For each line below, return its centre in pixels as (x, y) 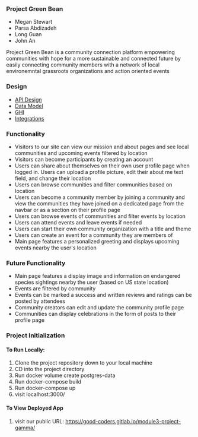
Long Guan (28, 34)
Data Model (29, 106)
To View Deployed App (35, 408)
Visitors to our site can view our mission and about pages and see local (102, 147)
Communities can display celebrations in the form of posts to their (95, 314)
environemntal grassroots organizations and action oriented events (88, 71)
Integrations (29, 118)
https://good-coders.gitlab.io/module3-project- (123, 421)
